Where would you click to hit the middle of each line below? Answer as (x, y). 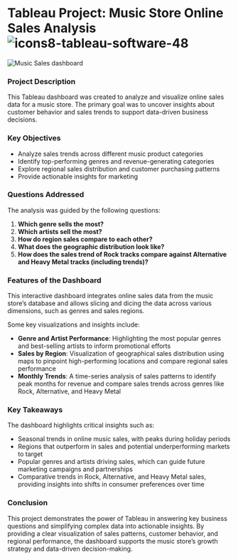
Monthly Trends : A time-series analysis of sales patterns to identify (117, 376)
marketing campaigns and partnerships (75, 469)
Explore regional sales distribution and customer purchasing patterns (119, 169)
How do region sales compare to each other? (85, 239)
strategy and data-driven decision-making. (70, 549)
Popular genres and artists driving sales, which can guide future (111, 462)
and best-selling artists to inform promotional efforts (94, 346)
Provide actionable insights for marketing (78, 176)
